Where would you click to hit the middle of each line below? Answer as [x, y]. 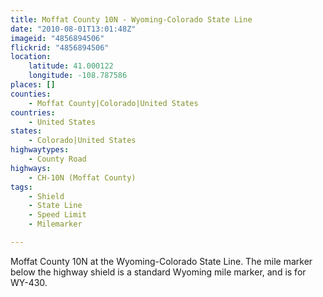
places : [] [33, 85]
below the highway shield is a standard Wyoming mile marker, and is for [158, 272]
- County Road [57, 159]
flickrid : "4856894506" [60, 47]
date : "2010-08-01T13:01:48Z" [73, 29]
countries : [33, 112]
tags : [21, 187]
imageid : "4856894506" [57, 38]
